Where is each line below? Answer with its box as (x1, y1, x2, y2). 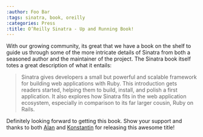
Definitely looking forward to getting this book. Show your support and (6, 118, 182, 125)
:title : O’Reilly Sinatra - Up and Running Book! (6, 25, 135, 32)
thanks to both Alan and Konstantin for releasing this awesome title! (6, 124, 175, 131)
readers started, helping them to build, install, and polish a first (21, 86, 178, 94)
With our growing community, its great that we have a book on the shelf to (6, 42, 191, 50)
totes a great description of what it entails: (6, 62, 112, 69)
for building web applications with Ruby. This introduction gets (21, 80, 178, 87)
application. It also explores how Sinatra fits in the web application (21, 93, 187, 100)
